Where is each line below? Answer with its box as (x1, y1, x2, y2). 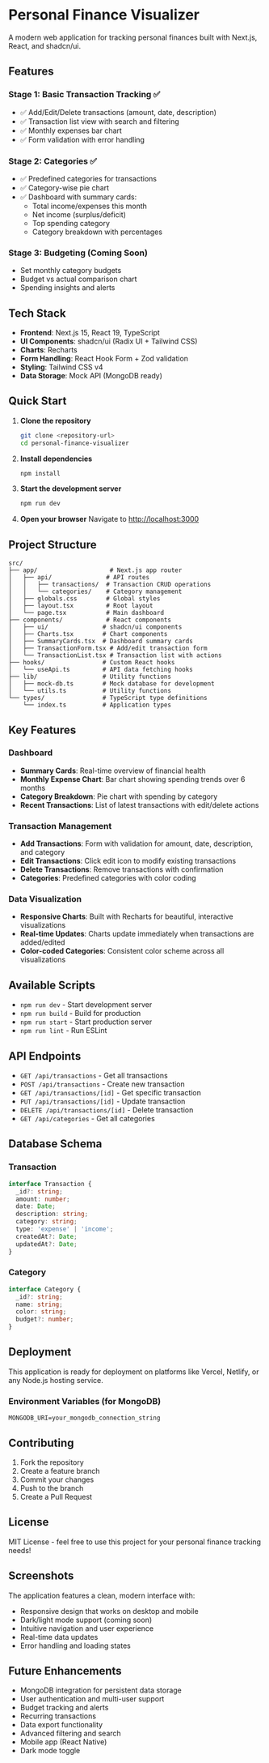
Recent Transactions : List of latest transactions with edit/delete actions (19, 800, 259, 809)
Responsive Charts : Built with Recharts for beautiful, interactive (19, 911, 233, 921)
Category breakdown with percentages (32, 227, 163, 237)
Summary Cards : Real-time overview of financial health (19, 766, 206, 775)
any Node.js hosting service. (8, 1375, 103, 1385)
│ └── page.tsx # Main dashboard (8, 609, 164, 617)
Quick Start (8, 395, 67, 408)
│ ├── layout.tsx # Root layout (8, 602, 153, 610)
